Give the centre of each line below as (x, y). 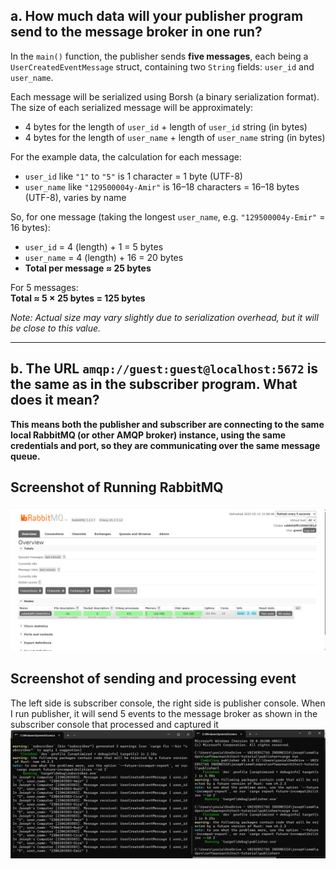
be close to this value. (56, 328)
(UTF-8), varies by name (75, 197)
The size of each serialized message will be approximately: (132, 107)
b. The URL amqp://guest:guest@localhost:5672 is (164, 369)
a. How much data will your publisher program (157, 16)
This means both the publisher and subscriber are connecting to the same (167, 424)
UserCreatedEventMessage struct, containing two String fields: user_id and (162, 66)
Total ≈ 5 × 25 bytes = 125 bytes (78, 298)
